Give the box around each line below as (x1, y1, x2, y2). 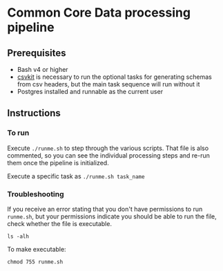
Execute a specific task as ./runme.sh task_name (7, 171, 145, 180)
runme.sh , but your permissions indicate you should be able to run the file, (7, 212, 217, 221)
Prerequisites (7, 47, 66, 59)
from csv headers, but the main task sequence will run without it (17, 80, 200, 88)
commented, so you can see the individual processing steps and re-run (7, 151, 211, 160)
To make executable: (7, 245, 67, 253)
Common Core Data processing (7, 5, 191, 21)
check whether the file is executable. (7, 219, 113, 227)
